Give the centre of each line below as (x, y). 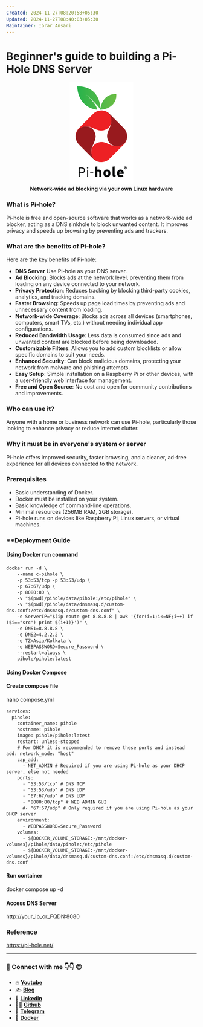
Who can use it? (30, 409)
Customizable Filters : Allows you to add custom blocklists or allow (98, 348)
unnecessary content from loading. (59, 309)
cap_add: (28, 760)
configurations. (34, 329)
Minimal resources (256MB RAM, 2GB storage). (74, 511)
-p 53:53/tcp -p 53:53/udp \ (54, 580)
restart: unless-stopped (48, 741)
